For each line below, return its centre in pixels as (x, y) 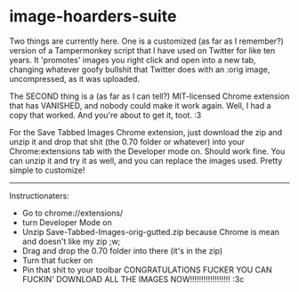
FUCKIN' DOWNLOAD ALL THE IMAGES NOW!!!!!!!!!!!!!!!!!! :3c (133, 279)
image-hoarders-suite (93, 16)
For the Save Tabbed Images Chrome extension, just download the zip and (146, 132)
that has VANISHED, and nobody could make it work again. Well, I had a (140, 105)
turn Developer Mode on (67, 222)
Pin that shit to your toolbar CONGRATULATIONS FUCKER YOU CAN (147, 270)
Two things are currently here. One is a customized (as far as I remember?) (147, 41)
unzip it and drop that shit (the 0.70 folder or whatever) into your (127, 142)
